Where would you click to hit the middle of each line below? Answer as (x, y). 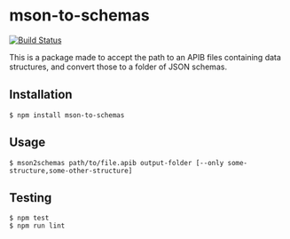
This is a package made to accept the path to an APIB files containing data (145, 57)
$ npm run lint (37, 226)
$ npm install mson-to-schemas (67, 115)
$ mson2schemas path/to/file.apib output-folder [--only (117, 163)
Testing (31, 198)
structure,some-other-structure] (71, 171)
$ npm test (29, 219)
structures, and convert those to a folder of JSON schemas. (118, 67)
